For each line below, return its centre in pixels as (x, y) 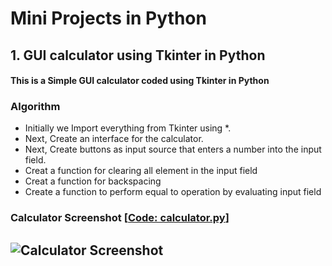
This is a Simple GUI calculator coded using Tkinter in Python (140, 81)
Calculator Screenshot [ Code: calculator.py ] (120, 218)
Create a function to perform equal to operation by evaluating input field (173, 192)
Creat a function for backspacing (93, 181)
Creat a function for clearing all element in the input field (141, 171)
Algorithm (35, 107)
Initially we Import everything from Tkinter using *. (128, 128)
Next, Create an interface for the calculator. (114, 139)
